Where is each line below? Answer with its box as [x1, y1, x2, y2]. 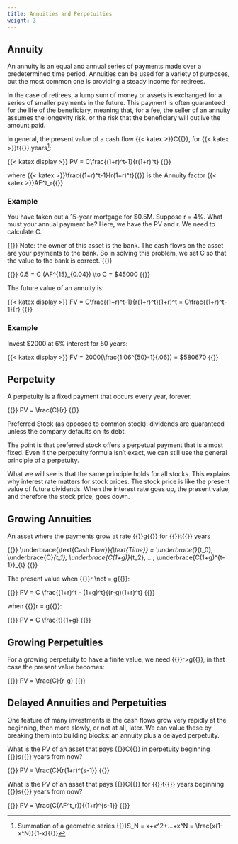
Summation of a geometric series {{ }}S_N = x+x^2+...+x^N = [17, 821, 194, 830]
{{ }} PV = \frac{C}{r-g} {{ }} [7, 676, 86, 685]
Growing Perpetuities [7, 636, 103, 648]
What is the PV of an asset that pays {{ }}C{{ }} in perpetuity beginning [7, 745, 210, 753]
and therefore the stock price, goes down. [7, 493, 130, 501]
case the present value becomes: [7, 663, 105, 671]
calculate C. [7, 228, 42, 236]
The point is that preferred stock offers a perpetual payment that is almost [7, 441, 223, 449]
